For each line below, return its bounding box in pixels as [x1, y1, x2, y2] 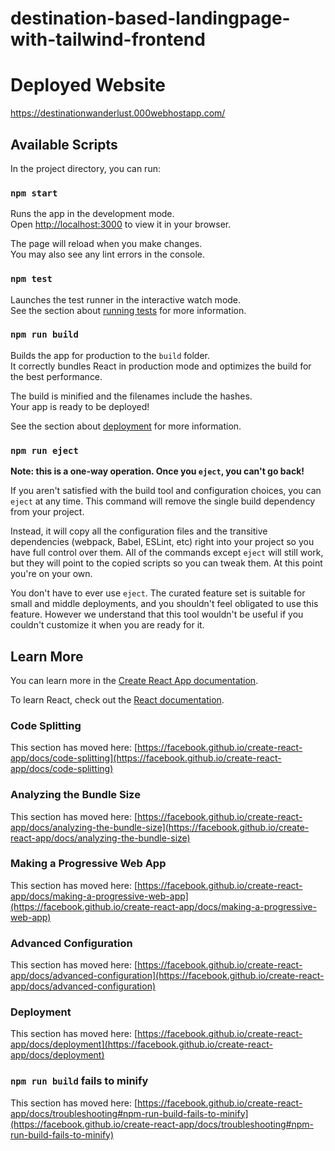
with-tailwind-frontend [10, 28, 206, 51]
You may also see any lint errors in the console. [10, 248, 205, 261]
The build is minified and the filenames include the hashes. [10, 390, 253, 402]
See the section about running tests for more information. [10, 304, 247, 316]
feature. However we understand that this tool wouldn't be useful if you [10, 608, 304, 621]
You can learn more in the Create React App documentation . [10, 674, 259, 686]
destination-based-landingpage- [10, 7, 291, 30]
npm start [10, 187, 58, 199]
